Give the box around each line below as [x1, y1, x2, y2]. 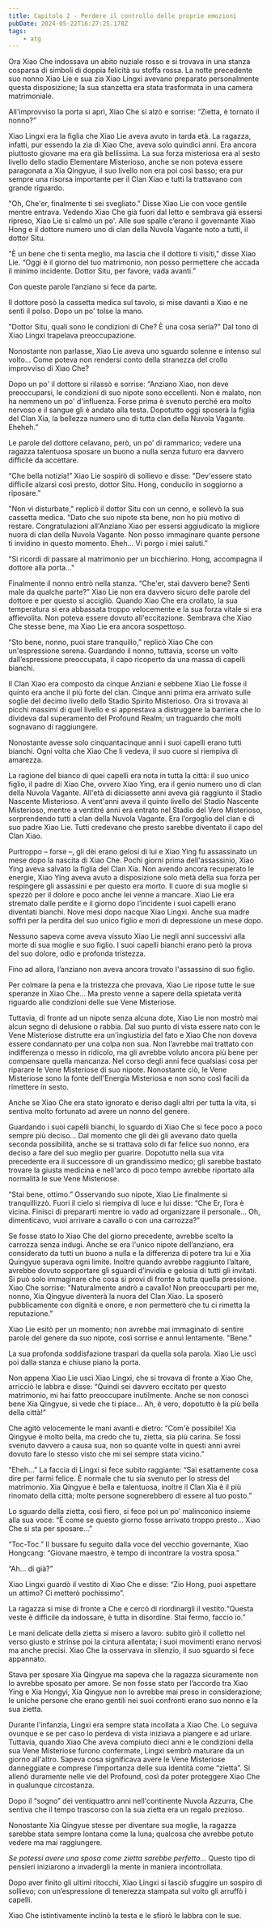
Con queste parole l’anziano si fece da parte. [8, 282, 158, 292]
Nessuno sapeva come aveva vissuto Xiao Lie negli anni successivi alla [8, 931, 245, 941]
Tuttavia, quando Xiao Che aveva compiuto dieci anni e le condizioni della [8, 1737, 254, 1747]
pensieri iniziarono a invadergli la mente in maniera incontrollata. [8, 1862, 223, 1872]
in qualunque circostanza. [8, 1780, 95, 1790]
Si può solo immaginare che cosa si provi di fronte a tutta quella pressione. [8, 1275, 257, 1284]
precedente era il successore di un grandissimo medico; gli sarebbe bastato [8, 1157, 261, 1167]
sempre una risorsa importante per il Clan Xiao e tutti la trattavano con [8, 174, 243, 184]
